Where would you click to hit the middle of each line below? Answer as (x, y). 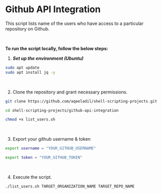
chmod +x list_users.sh (30, 120)
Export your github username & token (52, 139)
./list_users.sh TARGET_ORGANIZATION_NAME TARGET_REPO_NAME (70, 186)
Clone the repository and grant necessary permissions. (70, 92)
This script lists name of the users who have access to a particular (74, 23)
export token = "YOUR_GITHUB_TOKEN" (44, 158)
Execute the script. (32, 177)
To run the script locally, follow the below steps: (57, 48)
